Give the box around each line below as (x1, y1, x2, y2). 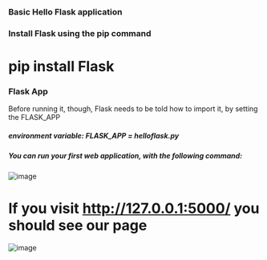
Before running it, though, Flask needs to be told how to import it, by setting (8, 104, 258, 114)
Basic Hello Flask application (8, 6, 123, 18)
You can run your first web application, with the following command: (8, 151, 243, 161)
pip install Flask (8, 58, 115, 76)
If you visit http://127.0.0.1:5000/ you (8, 199, 260, 218)
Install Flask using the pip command (8, 27, 152, 38)
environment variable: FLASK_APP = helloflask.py (8, 130, 180, 140)
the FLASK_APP (8, 113, 61, 122)
